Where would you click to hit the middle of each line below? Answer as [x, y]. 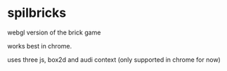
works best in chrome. [40, 46]
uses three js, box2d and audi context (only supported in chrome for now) [114, 59]
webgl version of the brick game [54, 32]
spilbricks [37, 13]
